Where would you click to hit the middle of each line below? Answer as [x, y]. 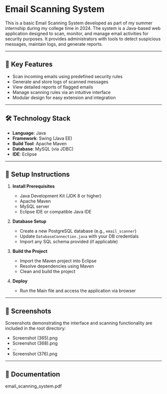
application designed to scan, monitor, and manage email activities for [77, 33]
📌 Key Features [29, 64]
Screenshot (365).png [35, 338]
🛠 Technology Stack [38, 119]
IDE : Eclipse [25, 154]
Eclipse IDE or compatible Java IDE [56, 212]
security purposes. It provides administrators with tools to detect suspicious [83, 39]
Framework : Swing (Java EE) [42, 138]
